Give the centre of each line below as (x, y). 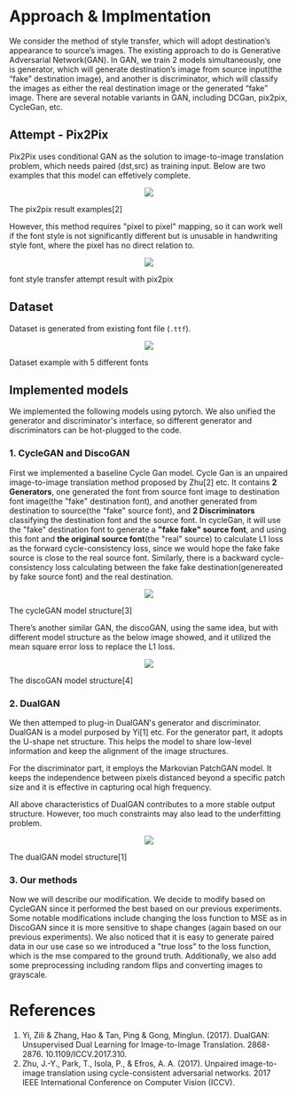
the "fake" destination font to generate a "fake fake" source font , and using (148, 529)
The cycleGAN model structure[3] (71, 610)
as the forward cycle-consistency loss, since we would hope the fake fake (145, 548)
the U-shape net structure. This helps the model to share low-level (131, 741)
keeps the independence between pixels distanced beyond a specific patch (147, 777)
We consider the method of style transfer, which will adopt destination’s (140, 41)
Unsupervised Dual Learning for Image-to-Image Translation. (133, 1044)
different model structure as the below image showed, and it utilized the (141, 637)
